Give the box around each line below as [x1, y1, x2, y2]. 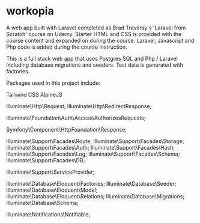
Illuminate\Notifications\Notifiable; [6, 210, 91, 218]
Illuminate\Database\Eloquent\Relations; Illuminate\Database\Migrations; [6, 192, 185, 200]
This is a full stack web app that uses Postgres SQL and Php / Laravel [6, 55, 178, 62]
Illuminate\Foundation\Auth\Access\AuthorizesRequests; [6, 114, 146, 121]
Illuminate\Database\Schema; [6, 199, 79, 206]
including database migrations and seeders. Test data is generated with [6, 61, 183, 69]
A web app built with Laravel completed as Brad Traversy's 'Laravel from [6, 24, 186, 31]
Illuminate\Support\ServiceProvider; [6, 168, 95, 176]
